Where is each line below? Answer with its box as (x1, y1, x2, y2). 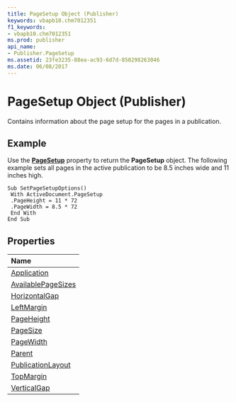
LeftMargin (11, 302, 47, 312)
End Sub (7, 216, 30, 223)
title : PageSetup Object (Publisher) (7, 10, 119, 18)
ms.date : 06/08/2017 (7, 63, 69, 70)
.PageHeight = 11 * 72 (10, 197, 78, 205)
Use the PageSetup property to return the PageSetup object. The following (7, 156, 228, 165)
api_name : (7, 43, 37, 50)
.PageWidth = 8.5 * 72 (10, 203, 78, 211)
